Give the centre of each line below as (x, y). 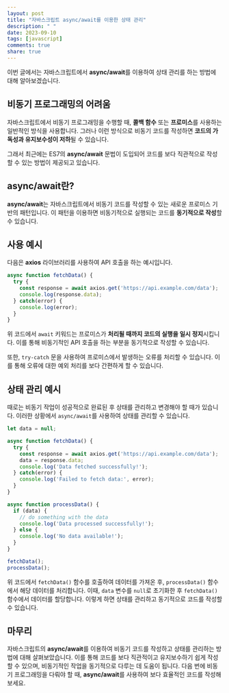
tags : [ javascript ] (35, 39)
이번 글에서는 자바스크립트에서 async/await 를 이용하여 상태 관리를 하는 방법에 (112, 72)
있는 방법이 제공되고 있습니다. (61, 162)
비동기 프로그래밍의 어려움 (59, 105)
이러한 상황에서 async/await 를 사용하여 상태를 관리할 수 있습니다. (103, 416)
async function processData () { (53, 504)
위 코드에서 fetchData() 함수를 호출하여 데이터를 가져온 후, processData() (107, 582)
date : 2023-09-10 (32, 33)
